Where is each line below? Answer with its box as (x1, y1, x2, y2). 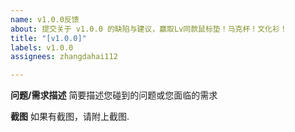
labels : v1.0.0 (10, 42, 74, 53)
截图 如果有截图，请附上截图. (10, 111, 130, 123)
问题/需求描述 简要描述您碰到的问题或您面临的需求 (10, 89, 218, 101)
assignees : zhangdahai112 (10, 52, 118, 62)
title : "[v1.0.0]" (10, 33, 87, 43)
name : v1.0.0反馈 (10, 14, 80, 25)
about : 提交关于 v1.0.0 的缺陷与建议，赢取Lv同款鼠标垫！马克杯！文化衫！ (10, 24, 288, 34)
